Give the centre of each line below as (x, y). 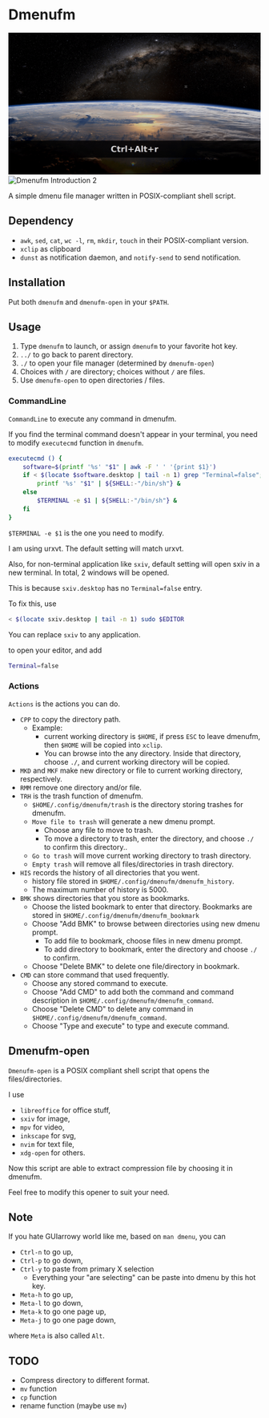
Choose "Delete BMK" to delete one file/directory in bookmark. (136, 966)
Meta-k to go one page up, (63, 1311)
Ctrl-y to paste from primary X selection (87, 1269)
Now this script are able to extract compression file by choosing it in (121, 1168)
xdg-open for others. (52, 1153)
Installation (37, 283)
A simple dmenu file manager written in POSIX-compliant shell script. (122, 196)
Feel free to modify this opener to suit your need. (89, 1192)
